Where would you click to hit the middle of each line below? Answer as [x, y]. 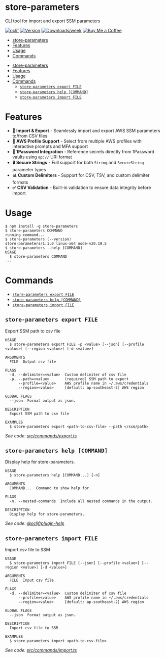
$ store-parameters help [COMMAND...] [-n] [55, 475]
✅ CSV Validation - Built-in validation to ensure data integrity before [82, 188]
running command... [25, 235]
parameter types [29, 169]
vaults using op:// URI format [42, 157]
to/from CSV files [30, 136]
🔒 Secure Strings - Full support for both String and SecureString [78, 162]
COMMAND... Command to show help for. [50, 488]
